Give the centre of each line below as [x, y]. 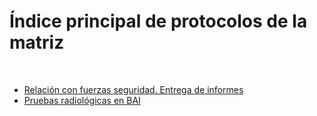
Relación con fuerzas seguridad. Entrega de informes [133, 89]
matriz [37, 42]
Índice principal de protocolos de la [158, 21]
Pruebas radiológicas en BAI [82, 100]
